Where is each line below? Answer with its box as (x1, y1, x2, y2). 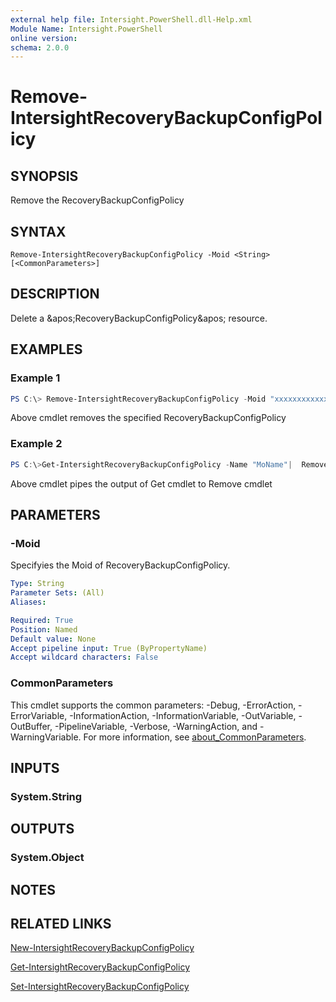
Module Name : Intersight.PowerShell (10, 24, 163, 34)
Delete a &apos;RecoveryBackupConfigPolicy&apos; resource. (10, 312, 268, 324)
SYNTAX (10, 223, 67, 240)
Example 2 (10, 437, 63, 451)
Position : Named (10, 624, 78, 635)
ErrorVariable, (10, 709, 68, 721)
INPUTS (10, 759, 60, 776)
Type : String (10, 579, 65, 589)
